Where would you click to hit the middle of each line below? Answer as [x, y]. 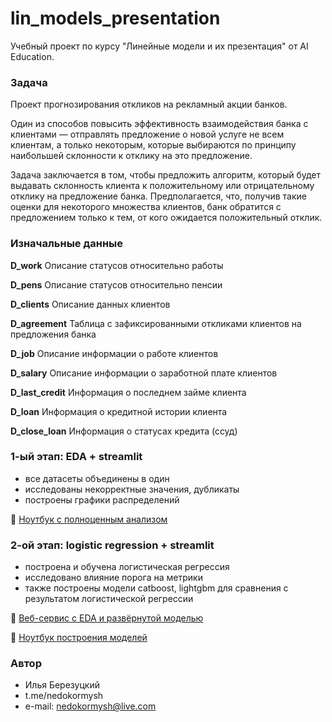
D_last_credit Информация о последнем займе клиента [128, 392]
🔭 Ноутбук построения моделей [79, 638]
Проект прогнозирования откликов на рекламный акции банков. [149, 104]
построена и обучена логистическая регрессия [127, 567]
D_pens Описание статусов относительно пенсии [116, 284]
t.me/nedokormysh [64, 696]
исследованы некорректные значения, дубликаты [132, 489]
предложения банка [53, 334]
